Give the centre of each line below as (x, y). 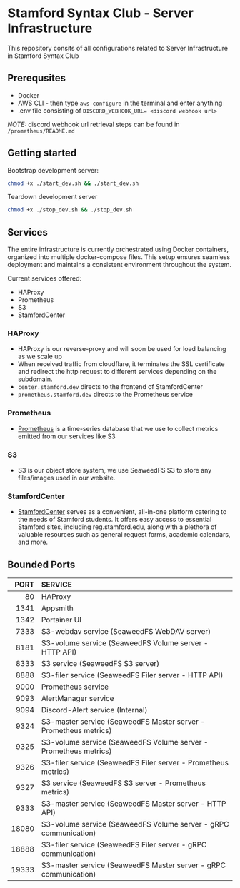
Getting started (42, 153)
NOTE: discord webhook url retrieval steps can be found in (94, 124)
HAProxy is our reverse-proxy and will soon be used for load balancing (122, 349)
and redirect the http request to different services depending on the (117, 372)
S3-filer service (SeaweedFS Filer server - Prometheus (135, 763)
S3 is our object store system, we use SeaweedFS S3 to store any (115, 470)
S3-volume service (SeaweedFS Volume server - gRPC (135, 824)
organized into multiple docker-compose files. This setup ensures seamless (119, 257)
